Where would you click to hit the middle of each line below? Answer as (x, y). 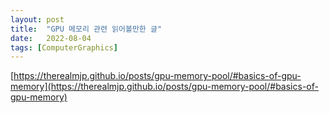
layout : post (37, 19)
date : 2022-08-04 (51, 38)
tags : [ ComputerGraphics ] (64, 47)
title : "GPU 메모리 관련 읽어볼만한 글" (86, 29)
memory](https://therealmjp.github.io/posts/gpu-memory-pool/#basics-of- (164, 87)
